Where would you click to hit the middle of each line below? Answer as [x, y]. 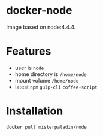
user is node [29, 68]
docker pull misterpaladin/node [46, 127]
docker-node [39, 10]
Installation [35, 111]
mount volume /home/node [47, 80]
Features [29, 51]
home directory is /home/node [51, 74]
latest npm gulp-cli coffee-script [56, 87]
